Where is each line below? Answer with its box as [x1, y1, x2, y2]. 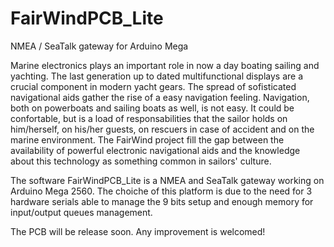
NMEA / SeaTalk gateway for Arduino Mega [10, 40, 189, 52]
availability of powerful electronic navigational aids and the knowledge [10, 144, 301, 156]
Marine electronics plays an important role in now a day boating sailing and [10, 59, 320, 71]
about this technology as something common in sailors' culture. [10, 155, 272, 167]
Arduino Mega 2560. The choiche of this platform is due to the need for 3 [10, 185, 313, 197]
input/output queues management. [10, 206, 153, 218]
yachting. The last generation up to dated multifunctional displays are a [10, 70, 304, 82]
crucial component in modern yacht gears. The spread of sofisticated [10, 80, 297, 92]
